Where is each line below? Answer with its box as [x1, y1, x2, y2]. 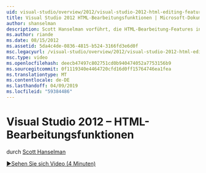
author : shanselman [6, 20, 56, 26]
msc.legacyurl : [6, 49, 45, 55]
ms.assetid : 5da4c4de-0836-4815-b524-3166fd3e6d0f [6, 43, 139, 50]
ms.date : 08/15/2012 [6, 37, 59, 43]
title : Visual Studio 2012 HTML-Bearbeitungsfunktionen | [6, 15, 158, 21]
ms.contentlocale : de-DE [6, 77, 70, 83]
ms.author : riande [6, 32, 53, 38]
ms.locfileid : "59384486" [6, 89, 72, 95]
